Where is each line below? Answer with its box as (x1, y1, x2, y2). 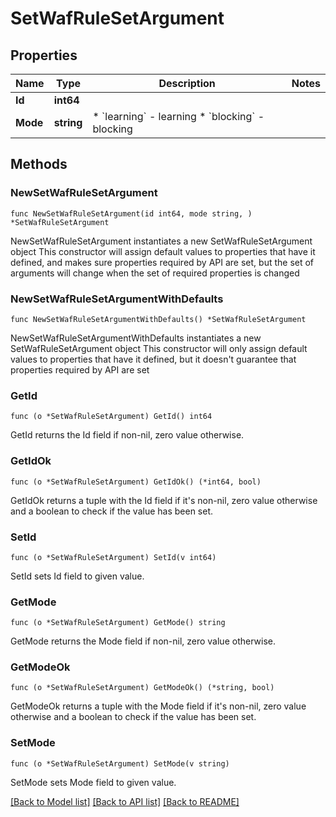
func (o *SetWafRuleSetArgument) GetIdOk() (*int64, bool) (10, 477, 262, 487)
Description (158, 77, 216, 90)
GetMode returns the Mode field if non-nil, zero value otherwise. (10, 635, 276, 647)
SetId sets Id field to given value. (10, 570, 145, 582)
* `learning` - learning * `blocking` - (92, 110, 265, 123)
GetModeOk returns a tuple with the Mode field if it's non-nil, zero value (10, 700, 307, 712)
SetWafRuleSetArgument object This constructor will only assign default (10, 342, 308, 354)
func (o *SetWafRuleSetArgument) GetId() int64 (10, 412, 213, 422)
